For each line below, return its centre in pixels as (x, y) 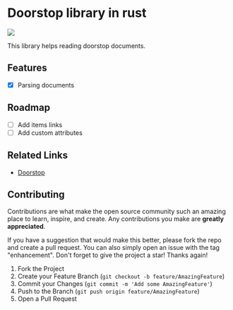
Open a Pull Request (47, 299)
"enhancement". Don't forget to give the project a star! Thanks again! (108, 255)
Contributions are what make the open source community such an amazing (116, 211)
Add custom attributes (50, 133)
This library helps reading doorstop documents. (77, 46)
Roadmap (29, 108)
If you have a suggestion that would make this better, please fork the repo (114, 240)
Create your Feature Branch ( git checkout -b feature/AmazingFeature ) (121, 276)
